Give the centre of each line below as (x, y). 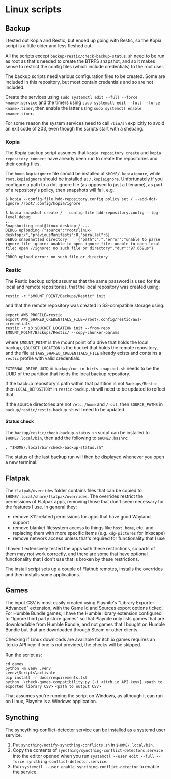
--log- (153, 213)
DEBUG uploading (22, 230)
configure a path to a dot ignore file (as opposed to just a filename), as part (84, 185)
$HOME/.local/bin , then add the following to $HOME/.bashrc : (67, 438)
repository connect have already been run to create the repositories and (81, 159)
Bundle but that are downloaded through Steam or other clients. (72, 630)
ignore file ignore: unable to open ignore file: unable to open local (83, 244)
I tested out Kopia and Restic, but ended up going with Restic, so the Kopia (83, 40)
